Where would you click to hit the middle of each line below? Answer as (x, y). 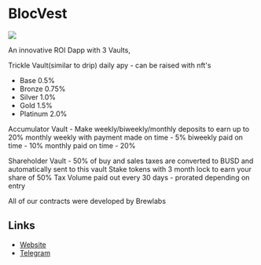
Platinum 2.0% (43, 114)
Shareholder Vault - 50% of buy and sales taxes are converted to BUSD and (131, 161)
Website (33, 245)
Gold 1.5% (36, 105)
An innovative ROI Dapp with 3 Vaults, (70, 50)
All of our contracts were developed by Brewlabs (87, 201)
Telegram (35, 252)
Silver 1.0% (38, 97)
